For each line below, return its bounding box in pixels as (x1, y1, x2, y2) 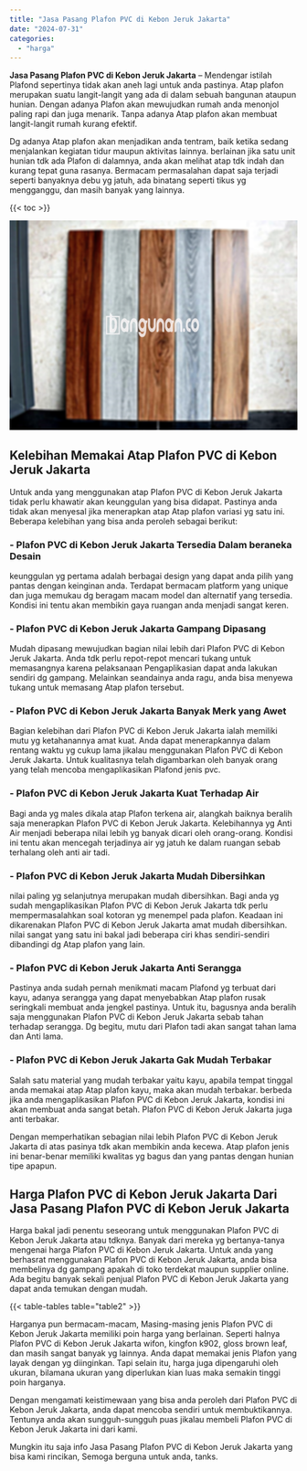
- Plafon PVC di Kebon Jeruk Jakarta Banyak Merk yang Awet (9, 704, 287, 717)
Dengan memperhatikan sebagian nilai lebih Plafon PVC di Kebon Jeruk (9, 1131, 279, 1142)
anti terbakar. (9, 1113, 59, 1124)
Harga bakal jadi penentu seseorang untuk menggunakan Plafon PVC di (9, 1225, 279, 1236)
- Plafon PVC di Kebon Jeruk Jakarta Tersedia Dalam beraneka (9, 538, 292, 551)
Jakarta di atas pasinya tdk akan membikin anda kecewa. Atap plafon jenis (9, 1140, 290, 1151)
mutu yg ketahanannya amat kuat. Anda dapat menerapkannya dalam (9, 735, 271, 746)
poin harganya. (9, 1377, 66, 1388)
